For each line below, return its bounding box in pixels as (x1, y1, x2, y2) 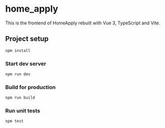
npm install (5, 48, 30, 53)
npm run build (5, 95, 36, 101)
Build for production (5, 83, 56, 90)
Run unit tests (5, 107, 41, 114)
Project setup (5, 35, 49, 43)
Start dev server (5, 60, 47, 67)
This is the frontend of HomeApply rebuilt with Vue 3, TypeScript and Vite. (5, 20, 160, 26)
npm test (5, 119, 24, 124)
